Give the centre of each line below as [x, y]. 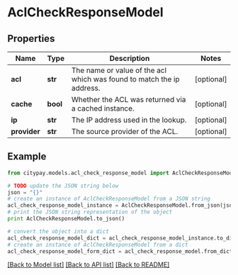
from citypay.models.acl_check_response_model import [89, 173]
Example [27, 157]
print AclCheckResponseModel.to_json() [66, 219]
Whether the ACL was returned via [129, 100]
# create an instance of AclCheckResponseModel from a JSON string [109, 199]
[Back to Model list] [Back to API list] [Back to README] [89, 265]
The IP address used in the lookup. [129, 120]
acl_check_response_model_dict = [57, 238]
